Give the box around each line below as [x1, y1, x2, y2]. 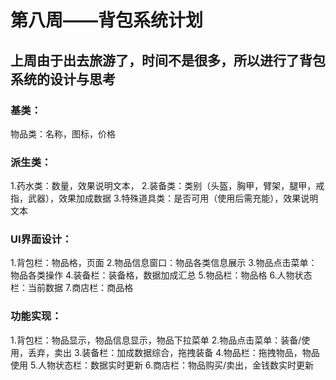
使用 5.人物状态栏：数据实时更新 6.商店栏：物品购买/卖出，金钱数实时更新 [10, 359, 315, 371]
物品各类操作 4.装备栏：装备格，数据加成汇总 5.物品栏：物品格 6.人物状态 [10, 269, 313, 281]
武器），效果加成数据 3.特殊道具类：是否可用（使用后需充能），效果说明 [27, 192, 319, 205]
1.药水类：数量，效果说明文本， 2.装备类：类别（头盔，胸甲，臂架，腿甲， [10, 180, 317, 192]
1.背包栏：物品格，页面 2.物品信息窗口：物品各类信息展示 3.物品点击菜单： [10, 257, 318, 269]
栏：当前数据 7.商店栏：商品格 [10, 282, 134, 294]
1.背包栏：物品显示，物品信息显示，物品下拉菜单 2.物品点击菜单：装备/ [10, 334, 302, 346]
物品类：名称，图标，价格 [10, 127, 116, 140]
